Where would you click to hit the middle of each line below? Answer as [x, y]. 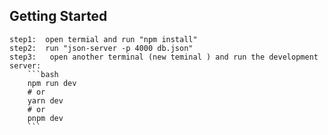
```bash [43, 74]
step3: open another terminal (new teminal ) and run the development [164, 57]
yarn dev [45, 100]
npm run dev [52, 83]
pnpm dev [45, 118]
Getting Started [58, 16]
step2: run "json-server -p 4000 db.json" [101, 48]
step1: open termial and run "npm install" [103, 39]
